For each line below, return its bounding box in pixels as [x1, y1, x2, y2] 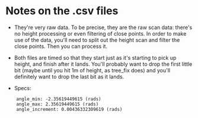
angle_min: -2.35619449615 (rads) [16, 96, 101, 102]
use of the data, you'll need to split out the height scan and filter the [14, 36, 180, 43]
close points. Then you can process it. [14, 43, 108, 50]
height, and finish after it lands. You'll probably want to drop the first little [14, 60, 193, 68]
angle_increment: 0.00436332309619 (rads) [16, 106, 123, 112]
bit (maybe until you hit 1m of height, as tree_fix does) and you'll [14, 66, 170, 74]
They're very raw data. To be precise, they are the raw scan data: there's [14, 24, 193, 31]
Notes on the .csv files [5, 4, 119, 18]
